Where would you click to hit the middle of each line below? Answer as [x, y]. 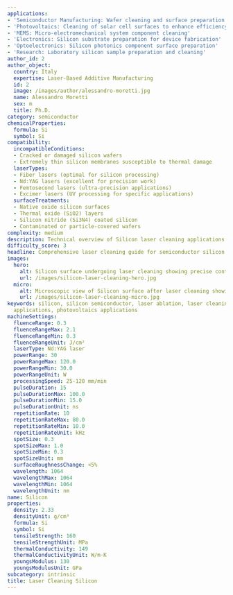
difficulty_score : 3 [37, 246]
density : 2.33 [34, 510]
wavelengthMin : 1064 [43, 484]
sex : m [23, 104]
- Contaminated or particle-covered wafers [77, 226]
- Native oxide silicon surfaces [62, 207]
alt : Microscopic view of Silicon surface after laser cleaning [114, 291]
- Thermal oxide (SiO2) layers [59, 214]
